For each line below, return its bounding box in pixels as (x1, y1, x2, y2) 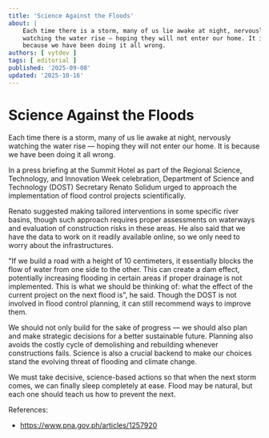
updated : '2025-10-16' (8, 71, 84, 79)
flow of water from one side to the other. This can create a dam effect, (8, 264, 240, 274)
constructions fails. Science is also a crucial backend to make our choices (8, 348, 252, 358)
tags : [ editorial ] (8, 57, 78, 65)
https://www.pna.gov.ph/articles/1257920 (19, 420, 158, 430)
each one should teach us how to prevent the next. (8, 389, 176, 399)
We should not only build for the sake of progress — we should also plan (8, 322, 248, 332)
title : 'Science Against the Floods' (8, 11, 134, 20)
